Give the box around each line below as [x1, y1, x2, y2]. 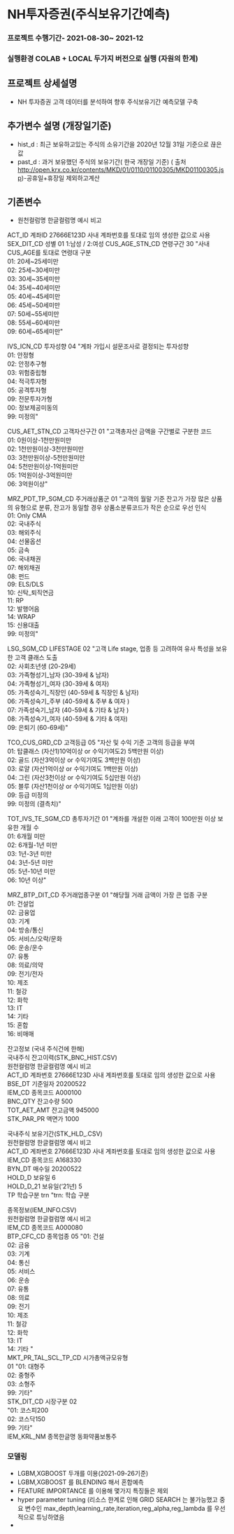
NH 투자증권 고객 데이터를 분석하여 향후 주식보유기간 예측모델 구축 [17, 97, 198, 106]
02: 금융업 [7, 909, 36, 917]
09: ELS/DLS [7, 580, 44, 589]
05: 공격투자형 [7, 386, 47, 395]
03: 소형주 [7, 1380, 36, 1388]
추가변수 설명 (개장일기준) [7, 120, 112, 132]
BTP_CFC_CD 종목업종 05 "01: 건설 [7, 1232, 105, 1241]
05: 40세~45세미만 [7, 292, 61, 301]
